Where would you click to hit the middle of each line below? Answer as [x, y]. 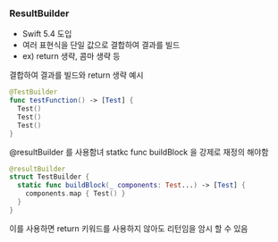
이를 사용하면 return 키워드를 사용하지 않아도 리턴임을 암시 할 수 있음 [129, 228]
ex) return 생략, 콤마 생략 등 [71, 56]
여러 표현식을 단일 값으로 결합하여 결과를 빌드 [101, 45]
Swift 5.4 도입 [47, 34]
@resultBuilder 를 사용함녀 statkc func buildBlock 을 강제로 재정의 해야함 [139, 152]
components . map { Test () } [76, 194]
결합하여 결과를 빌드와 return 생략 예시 [76, 75]
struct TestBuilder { [50, 177]
